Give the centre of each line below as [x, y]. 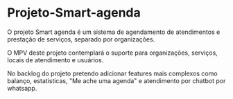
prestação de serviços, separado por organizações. [81, 39]
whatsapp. [22, 88]
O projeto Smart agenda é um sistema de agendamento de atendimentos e [114, 32]
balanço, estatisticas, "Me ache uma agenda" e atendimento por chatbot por [116, 80]
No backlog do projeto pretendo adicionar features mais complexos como [112, 73]
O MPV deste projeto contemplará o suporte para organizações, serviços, [113, 53]
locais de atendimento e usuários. [55, 60]
